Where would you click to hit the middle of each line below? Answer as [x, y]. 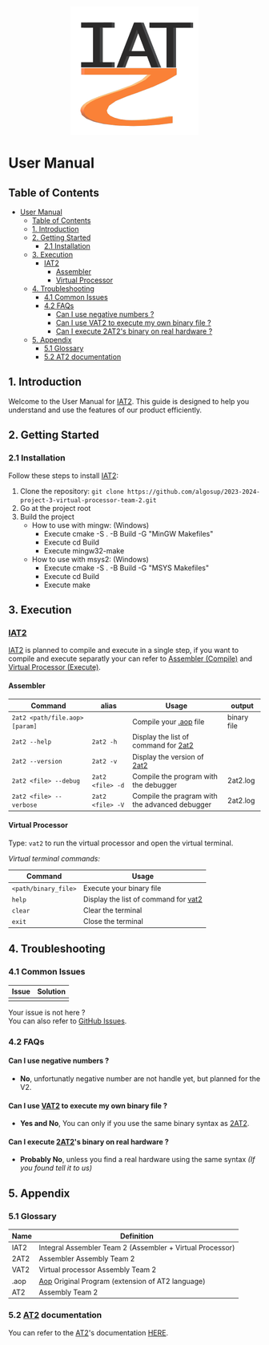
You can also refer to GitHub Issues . [68, 1021]
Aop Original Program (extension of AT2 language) [122, 1281]
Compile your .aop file [168, 721]
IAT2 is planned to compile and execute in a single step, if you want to [123, 650]
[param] [24, 727]
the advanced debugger [172, 804]
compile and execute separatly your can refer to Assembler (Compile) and [130, 658]
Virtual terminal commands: [54, 858]
